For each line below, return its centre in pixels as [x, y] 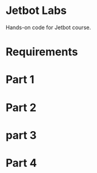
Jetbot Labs [36, 11]
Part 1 [20, 80]
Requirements [42, 52]
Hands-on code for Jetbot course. [48, 27]
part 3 [21, 135]
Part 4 [21, 163]
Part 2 [21, 107]
